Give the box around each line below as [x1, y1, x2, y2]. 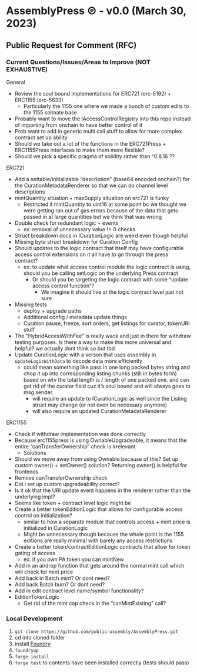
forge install [14, 654, 49, 660]
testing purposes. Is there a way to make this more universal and [14, 338, 172, 346]
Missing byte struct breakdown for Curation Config [14, 238, 138, 245]
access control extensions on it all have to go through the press [14, 251, 169, 258]
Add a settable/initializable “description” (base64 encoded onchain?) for [14, 175, 190, 182]
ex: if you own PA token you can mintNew [23, 556, 125, 563]
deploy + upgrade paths [23, 307, 82, 314]
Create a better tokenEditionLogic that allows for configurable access [14, 506, 183, 513]
